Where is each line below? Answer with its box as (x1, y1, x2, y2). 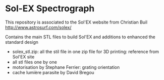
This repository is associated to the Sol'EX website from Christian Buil (5, 19, 148, 25)
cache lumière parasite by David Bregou (12, 69, 95, 75)
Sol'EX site (12, 53, 35, 59)
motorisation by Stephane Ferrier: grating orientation (12, 64, 120, 70)
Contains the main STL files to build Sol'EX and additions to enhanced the (5, 34, 156, 40)
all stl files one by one (12, 59, 57, 65)
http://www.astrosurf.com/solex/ (5, 24, 72, 30)
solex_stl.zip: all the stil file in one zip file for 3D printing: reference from (12, 49, 160, 54)
